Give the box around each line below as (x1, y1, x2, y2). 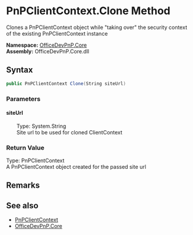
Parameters (6, 95, 40, 103)
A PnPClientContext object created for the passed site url (6, 163, 147, 170)
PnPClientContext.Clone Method (6, 4, 170, 18)
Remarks (6, 181, 40, 191)
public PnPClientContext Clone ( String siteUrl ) (6, 81, 126, 86)
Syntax (6, 65, 33, 75)
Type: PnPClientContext (6, 157, 65, 164)
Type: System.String (17, 123, 67, 130)
